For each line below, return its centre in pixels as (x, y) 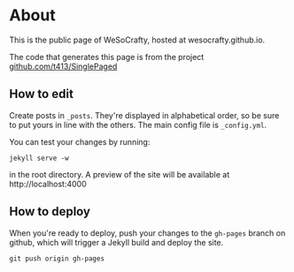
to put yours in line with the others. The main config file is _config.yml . (138, 125)
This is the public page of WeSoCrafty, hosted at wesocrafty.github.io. (137, 40)
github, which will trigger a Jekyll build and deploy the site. (116, 242)
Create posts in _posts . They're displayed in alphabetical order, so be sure (144, 115)
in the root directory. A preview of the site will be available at (120, 174)
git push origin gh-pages (57, 258)
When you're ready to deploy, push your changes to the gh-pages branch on (147, 233)
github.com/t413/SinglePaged (63, 66)
